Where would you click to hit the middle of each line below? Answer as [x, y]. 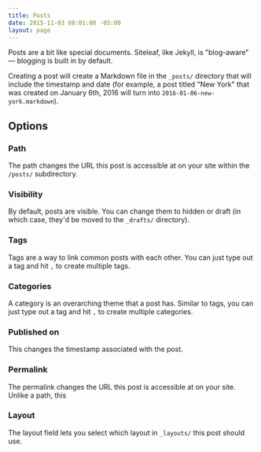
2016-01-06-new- [188, 94]
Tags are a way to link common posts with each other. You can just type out [130, 257]
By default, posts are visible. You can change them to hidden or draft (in [125, 211]
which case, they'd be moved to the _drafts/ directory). [99, 220]
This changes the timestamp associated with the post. [96, 349]
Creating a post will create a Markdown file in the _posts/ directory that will [130, 76]
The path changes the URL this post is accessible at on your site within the [129, 165]
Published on [34, 332]
